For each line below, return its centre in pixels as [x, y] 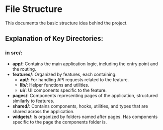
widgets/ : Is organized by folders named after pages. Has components [85, 117]
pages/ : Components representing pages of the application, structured [85, 95]
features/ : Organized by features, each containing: [64, 74]
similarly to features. [33, 101]
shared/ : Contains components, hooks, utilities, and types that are [80, 106]
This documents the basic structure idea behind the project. [66, 23]
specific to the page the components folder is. [60, 122]
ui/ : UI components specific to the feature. [63, 90]
